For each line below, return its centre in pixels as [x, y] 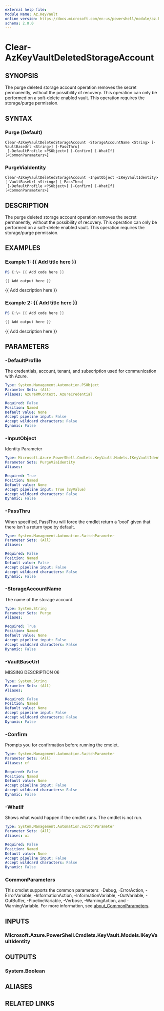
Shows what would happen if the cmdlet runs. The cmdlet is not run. [74, 818]
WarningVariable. [22, 906]
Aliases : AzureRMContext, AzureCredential [49, 394]
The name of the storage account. [39, 599]
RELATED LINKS [30, 1003]
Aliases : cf [17, 763]
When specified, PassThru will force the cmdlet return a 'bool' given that [78, 522]
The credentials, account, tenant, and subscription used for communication [81, 371]
